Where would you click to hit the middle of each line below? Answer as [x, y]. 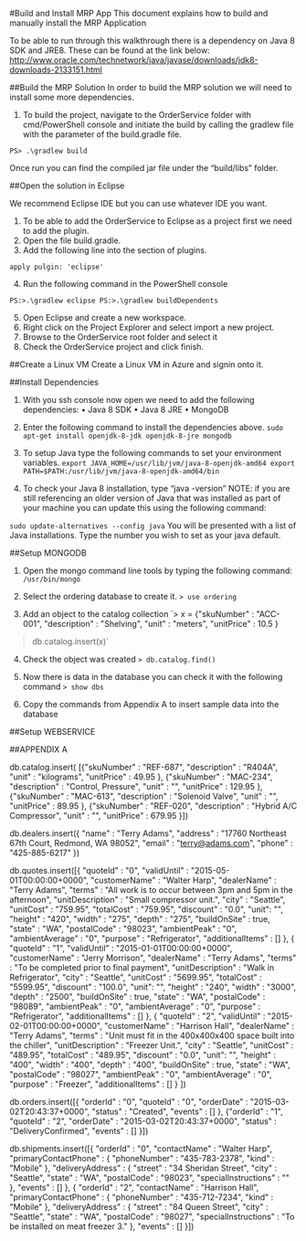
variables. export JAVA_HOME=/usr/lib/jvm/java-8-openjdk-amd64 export [158, 462]
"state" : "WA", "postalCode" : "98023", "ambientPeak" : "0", [123, 928]
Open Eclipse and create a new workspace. [105, 318]
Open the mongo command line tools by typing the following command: [157, 571]
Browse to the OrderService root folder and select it [120, 337]
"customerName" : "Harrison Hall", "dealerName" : [199, 1026]
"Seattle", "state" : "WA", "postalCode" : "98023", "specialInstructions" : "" [150, 1177]
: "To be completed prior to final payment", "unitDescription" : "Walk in [142, 967]
